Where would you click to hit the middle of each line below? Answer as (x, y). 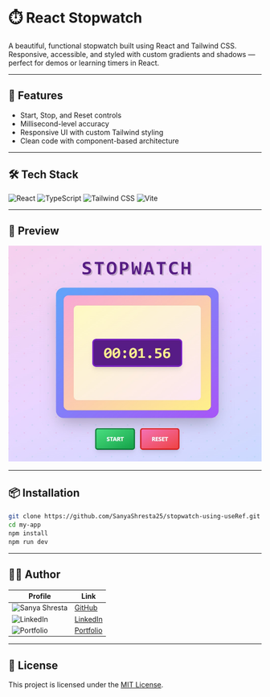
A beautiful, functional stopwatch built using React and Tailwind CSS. (123, 45)
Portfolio (88, 630)
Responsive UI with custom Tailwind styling (92, 132)
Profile (40, 596)
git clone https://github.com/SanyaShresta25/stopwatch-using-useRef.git (135, 517)
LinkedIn (88, 619)
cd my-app (25, 525)
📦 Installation (44, 493)
